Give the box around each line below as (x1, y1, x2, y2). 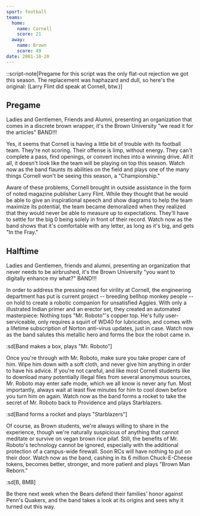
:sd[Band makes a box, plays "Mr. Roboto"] (6, 343, 113, 350)
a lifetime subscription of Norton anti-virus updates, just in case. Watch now (6, 325, 194, 332)
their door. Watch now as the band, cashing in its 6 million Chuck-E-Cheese (6, 454, 193, 461)
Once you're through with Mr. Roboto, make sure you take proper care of (6, 354, 186, 362)
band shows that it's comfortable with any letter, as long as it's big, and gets (6, 222, 195, 229)
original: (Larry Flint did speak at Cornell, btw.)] (6, 82, 123, 90)
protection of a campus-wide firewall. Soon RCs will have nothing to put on (6, 448, 191, 455)
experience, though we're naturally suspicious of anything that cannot (6, 429, 179, 436)
